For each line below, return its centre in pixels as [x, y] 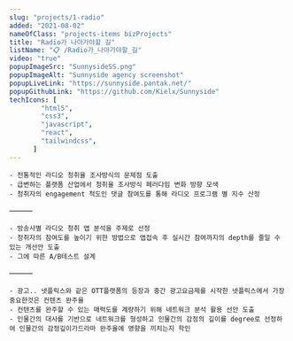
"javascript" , [67, 125]
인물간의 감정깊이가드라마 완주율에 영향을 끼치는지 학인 [105, 329]
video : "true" [35, 58]
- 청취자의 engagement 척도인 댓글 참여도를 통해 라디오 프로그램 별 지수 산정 [135, 194]
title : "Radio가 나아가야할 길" [62, 42]
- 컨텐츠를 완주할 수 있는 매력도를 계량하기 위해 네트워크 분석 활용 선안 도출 [132, 310]
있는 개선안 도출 [35, 247]
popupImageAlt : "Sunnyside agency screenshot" [96, 75]
